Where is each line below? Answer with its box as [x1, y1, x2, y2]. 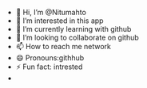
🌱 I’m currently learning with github [15, 25, 132, 33]
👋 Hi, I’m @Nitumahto [15, 8, 86, 17]
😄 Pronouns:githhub [15, 53, 85, 63]
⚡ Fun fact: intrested [15, 62, 83, 71]
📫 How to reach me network [15, 42, 112, 51]
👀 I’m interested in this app [15, 16, 104, 25]
